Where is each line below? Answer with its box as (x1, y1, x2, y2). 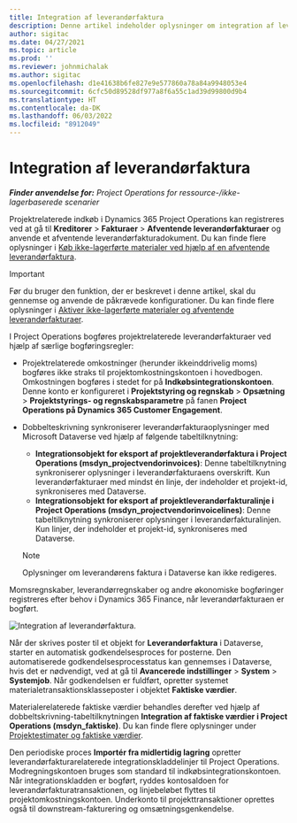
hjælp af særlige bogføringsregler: (9, 340, 134, 350)
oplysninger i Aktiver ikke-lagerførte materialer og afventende (9, 304, 234, 315)
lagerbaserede (9, 196, 64, 207)
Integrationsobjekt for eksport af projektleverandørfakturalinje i (34, 495, 275, 505)
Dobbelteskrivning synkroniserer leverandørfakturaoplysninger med (21, 421, 270, 432)
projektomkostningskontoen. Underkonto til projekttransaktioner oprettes (9, 794, 275, 804)
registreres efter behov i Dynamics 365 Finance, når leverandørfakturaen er (9, 594, 285, 604)
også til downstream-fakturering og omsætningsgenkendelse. (9, 803, 234, 814)
